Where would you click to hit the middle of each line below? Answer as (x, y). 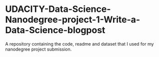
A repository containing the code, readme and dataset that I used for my (79, 44)
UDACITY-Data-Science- (58, 9)
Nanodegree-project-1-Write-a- (73, 20)
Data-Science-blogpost (55, 30)
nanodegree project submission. (38, 49)
